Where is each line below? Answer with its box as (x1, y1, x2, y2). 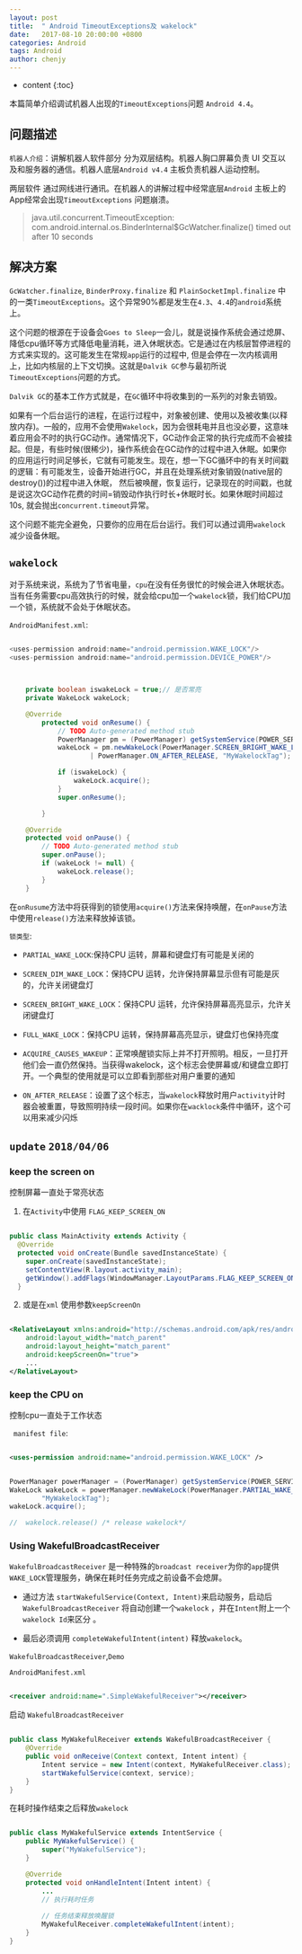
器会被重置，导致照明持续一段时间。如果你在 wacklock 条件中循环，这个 (22, 1100, 284, 1111)
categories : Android (9, 38, 87, 48)
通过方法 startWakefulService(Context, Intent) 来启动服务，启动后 (22, 1592, 272, 1603)
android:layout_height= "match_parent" (25, 1342, 171, 1351)
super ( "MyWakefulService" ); (41, 1845, 147, 1854)
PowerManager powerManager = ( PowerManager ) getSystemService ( (9, 1477, 252, 1486)
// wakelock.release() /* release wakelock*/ (9, 1518, 187, 1528)
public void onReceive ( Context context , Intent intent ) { (25, 1752, 247, 1762)
